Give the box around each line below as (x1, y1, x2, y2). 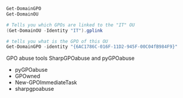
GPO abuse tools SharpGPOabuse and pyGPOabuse (6, 54, 135, 62)
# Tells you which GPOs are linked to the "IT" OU (6, 22, 135, 28)
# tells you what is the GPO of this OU (6, 38, 109, 44)
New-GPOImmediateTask (14, 79, 77, 86)
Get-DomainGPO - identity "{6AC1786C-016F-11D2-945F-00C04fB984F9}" (6, 44, 178, 50)
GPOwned (14, 72, 41, 80)
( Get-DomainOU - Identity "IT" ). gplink (6, 27, 103, 33)
